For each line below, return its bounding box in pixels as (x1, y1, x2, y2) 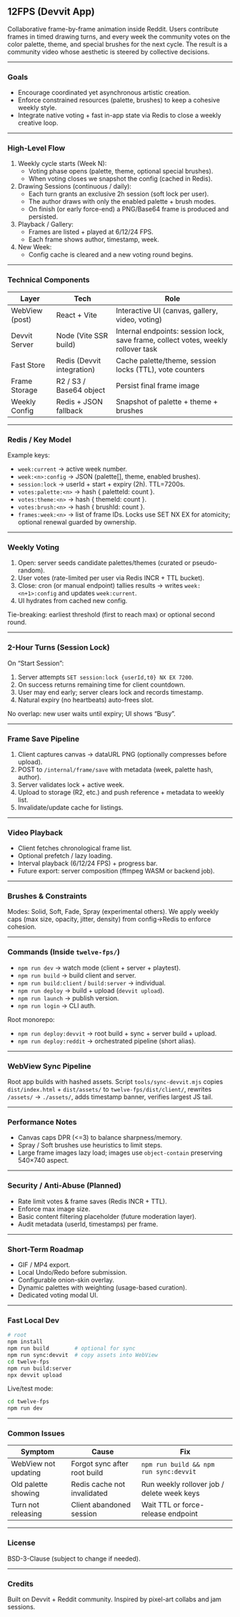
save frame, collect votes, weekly (116, 335, 228, 345)
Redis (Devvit (56, 355, 101, 365)
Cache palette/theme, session (116, 355, 216, 365)
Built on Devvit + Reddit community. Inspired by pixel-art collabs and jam (7, 1595, 221, 1603)
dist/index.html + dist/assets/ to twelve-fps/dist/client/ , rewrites (7, 1085, 212, 1094)
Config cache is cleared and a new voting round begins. (28, 250, 194, 259)
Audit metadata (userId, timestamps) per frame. (17, 1220, 159, 1228)
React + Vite (56, 310, 98, 320)
